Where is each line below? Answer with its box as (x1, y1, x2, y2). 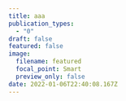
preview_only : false (15, 72, 85, 81)
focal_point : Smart (15, 65, 82, 73)
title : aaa (8, 11, 46, 20)
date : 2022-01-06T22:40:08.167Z (8, 80, 118, 88)
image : (8, 50, 31, 58)
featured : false (8, 42, 63, 50)
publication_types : (8, 20, 75, 28)
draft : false (8, 34, 53, 43)
